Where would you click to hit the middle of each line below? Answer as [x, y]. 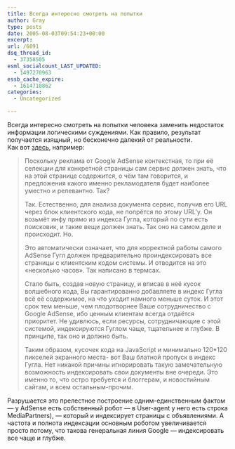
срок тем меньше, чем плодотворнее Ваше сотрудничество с [118, 306]
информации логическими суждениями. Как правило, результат [104, 132]
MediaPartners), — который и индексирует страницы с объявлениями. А [116, 416]
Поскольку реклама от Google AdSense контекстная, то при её [119, 161]
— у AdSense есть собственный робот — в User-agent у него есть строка [117, 408]
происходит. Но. [49, 234]
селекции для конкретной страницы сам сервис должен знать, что [125, 168]
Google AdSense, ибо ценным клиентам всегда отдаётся [109, 314]
